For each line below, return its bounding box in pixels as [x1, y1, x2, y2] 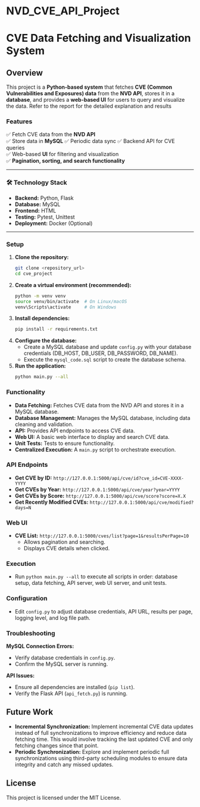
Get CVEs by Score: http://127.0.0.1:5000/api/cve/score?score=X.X [14, 492, 186, 499]
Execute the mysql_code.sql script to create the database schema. [23, 356, 186, 363]
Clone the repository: [14, 254, 69, 261]
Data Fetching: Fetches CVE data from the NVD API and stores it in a [14, 401, 185, 409]
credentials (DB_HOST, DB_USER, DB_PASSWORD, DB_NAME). [23, 350, 179, 357]
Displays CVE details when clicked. [23, 545, 110, 552]
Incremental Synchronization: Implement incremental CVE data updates [14, 722, 193, 730]
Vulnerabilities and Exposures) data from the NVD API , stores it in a [6, 90, 175, 97]
